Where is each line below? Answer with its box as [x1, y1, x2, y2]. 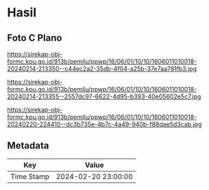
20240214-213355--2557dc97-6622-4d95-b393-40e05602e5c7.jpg [7, 92, 201, 100]
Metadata [7, 140, 49, 152]
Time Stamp [10, 172, 50, 181]
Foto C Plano [7, 32, 62, 44]
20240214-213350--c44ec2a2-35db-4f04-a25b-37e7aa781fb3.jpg [7, 65, 197, 72]
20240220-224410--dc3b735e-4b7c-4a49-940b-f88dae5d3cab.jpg [7, 120, 202, 128]
